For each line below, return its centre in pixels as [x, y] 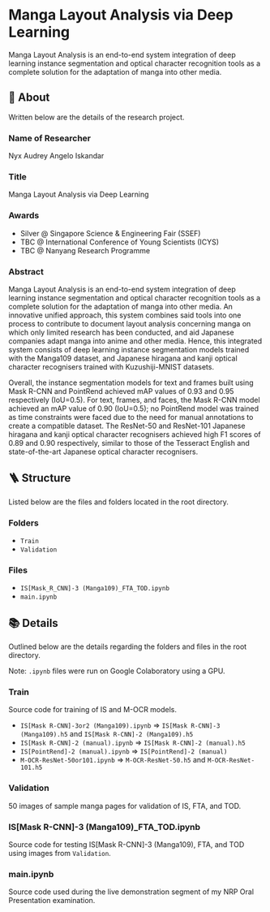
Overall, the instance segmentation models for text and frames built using [131, 383]
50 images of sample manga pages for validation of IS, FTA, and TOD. [125, 806]
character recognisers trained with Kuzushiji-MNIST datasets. [111, 366]
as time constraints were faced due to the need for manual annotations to [131, 417]
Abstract [26, 271]
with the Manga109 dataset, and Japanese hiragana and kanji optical [123, 358]
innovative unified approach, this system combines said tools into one [125, 315]
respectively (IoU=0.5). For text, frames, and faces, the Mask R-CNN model [135, 400]
